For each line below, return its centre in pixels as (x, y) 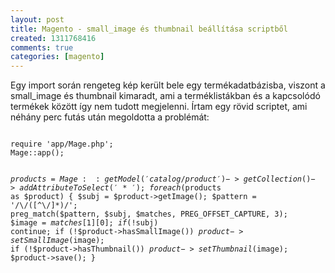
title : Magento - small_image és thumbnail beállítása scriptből (149, 29)
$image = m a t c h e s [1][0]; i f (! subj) (84, 223)
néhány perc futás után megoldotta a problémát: (110, 117)
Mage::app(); (37, 153)
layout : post (37, 19)
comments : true (42, 47)
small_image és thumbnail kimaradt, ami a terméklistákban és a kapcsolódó (165, 96)
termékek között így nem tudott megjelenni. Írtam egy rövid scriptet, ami (159, 107)
